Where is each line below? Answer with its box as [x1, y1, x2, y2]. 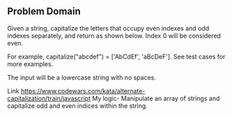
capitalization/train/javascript [7, 94, 91, 102]
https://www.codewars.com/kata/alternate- [20, 86, 146, 95]
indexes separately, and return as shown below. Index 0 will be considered [7, 31, 222, 40]
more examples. [7, 59, 54, 68]
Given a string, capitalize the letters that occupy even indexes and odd [7, 24, 210, 32]
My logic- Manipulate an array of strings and [91, 94, 220, 102]
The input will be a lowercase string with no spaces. [7, 73, 157, 81]
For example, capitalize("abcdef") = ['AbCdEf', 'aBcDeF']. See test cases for [7, 52, 226, 61]
